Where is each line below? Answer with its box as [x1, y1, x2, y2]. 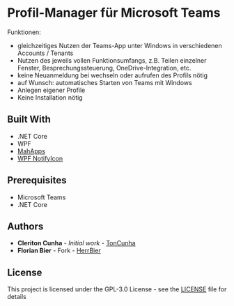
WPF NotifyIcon [17, 154, 63, 162]
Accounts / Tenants [17, 49, 74, 57]
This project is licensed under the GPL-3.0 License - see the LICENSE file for [7, 285, 227, 293]
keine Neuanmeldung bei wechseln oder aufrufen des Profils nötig [17, 71, 208, 79]
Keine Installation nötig [17, 93, 83, 102]
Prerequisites [7, 174, 67, 186]
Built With [7, 114, 51, 125]
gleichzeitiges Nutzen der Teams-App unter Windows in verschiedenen [17, 41, 223, 49]
